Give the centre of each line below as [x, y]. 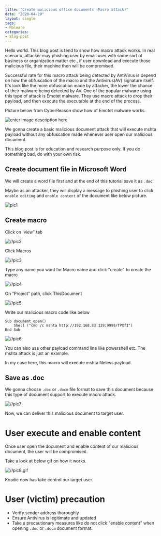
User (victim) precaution [55, 499]
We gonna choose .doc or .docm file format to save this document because [79, 390]
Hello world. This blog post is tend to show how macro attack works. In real [80, 50]
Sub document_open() [26, 321]
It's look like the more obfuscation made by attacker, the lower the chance [79, 85]
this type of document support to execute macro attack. [61, 395]
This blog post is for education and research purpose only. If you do [73, 149]
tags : [10, 23]
